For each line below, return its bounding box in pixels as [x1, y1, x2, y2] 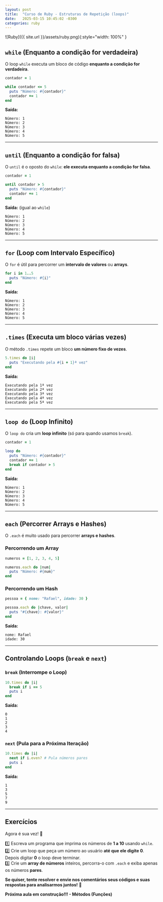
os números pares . [5, 867, 43, 873]
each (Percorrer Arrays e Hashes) [5, 519, 107, 528]
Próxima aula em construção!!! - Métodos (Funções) [5, 891, 113, 897]
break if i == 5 [9, 684, 42, 689]
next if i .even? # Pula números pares [9, 755, 88, 761]
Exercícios [5, 818, 37, 826]
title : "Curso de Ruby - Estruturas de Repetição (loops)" [5, 12, 130, 17]
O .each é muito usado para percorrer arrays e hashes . [5, 533, 115, 538]
